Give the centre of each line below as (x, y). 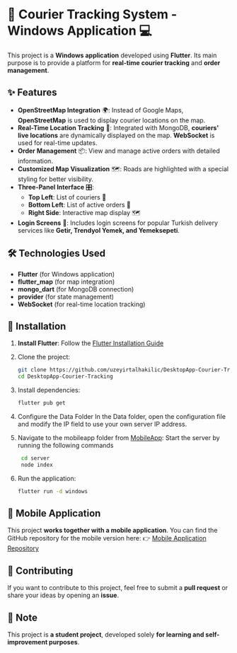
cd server (35, 458)
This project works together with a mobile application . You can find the (112, 531)
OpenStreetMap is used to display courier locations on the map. (111, 120)
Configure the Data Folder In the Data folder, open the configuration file (122, 416)
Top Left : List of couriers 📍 (67, 197)
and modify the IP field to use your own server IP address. (102, 424)
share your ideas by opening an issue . (63, 595)
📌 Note (22, 617)
